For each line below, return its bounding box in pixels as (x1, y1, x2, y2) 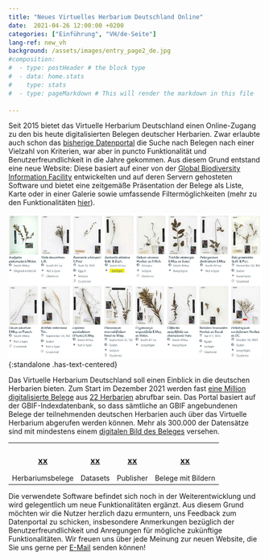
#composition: (8, 56, 56, 64)
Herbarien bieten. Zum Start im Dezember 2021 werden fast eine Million (8, 384, 246, 393)
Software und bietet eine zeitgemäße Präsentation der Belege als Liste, (8, 181, 244, 191)
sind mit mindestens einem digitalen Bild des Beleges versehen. (8, 426, 220, 436)
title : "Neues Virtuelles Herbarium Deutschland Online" (8, 13, 204, 21)
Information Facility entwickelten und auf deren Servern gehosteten (8, 172, 233, 182)
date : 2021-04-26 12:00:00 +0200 (8, 21, 125, 30)
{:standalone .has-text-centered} (8, 360, 118, 369)
